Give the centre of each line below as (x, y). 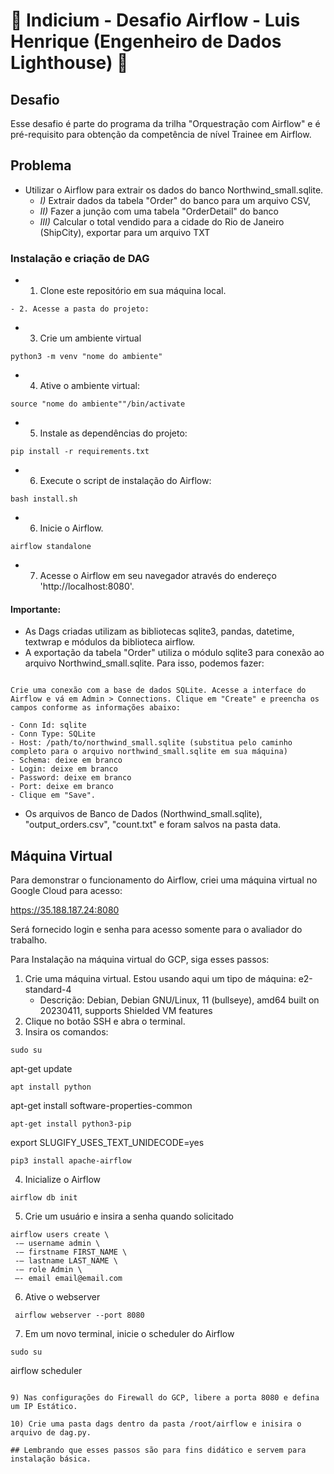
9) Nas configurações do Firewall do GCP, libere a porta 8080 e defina (165, 1398)
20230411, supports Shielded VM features (126, 1011)
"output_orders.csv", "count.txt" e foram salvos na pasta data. (153, 825)
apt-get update (41, 1069)
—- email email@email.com (68, 1279)
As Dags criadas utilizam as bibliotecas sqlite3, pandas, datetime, (159, 631)
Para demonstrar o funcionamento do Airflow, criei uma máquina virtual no (164, 880)
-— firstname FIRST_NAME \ (71, 1252)
